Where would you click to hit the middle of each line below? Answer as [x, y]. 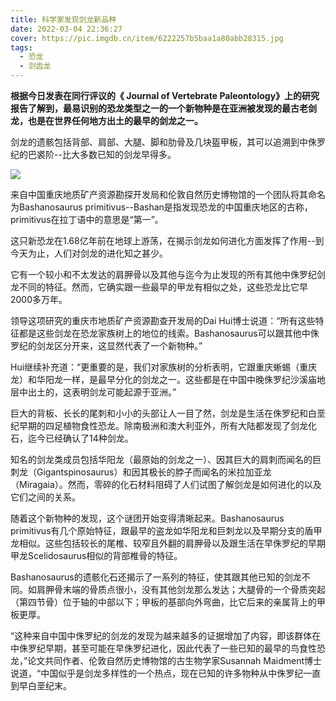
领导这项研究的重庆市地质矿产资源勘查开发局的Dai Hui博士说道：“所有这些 [163, 320]
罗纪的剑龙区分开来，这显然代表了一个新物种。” [106, 345]
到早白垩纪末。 [41, 685]
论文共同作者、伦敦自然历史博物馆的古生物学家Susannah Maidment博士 [175, 660]
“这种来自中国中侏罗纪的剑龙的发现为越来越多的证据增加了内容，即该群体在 [166, 635]
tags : [21, 47]
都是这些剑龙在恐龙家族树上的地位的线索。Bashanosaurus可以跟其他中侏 [169, 333]
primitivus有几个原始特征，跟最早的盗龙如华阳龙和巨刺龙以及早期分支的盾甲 [166, 530]
